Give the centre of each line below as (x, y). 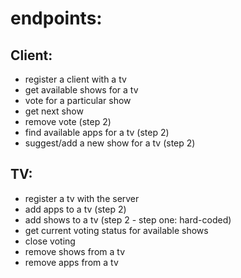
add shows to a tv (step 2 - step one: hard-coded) (128, 219)
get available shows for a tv (81, 90)
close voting (50, 241)
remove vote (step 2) (68, 121)
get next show (54, 111)
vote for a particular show (78, 100)
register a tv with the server (82, 198)
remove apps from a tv (71, 262)
